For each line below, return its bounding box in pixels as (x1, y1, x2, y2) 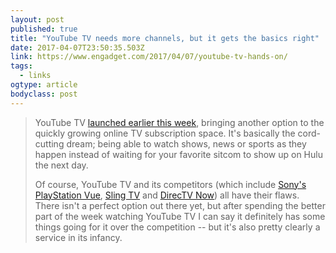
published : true (10, 24, 78, 34)
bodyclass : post (10, 89, 78, 99)
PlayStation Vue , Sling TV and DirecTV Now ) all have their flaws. (34, 189, 300, 201)
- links (19, 71, 52, 81)
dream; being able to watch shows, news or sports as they (66, 137, 307, 150)
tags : (10, 61, 33, 71)
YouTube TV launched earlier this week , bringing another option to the (34, 116, 325, 128)
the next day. (34, 159, 89, 171)
